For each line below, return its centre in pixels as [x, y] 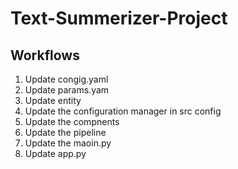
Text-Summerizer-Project [119, 18]
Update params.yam [67, 90]
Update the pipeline [65, 132]
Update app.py [55, 153]
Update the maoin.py [68, 143]
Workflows [45, 55]
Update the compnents [72, 121]
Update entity [53, 100]
